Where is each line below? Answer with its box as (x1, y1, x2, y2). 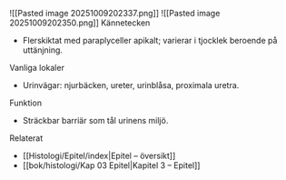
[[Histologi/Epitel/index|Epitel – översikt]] (22, 150, 176, 161)
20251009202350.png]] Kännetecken (9, 17, 151, 28)
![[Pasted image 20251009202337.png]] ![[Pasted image (9, 8, 221, 18)
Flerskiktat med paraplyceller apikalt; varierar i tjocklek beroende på (22, 35, 278, 45)
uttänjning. (22, 45, 64, 55)
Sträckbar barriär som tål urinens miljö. (22, 115, 169, 125)
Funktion (9, 97, 43, 108)
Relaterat (9, 133, 44, 144)
